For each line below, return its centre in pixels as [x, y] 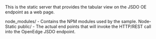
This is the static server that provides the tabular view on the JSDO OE [76, 7]
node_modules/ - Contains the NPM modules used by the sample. [71, 21]
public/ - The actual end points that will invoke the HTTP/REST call [84, 26]
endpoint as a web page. [30, 12]
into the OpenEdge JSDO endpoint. [40, 32]
